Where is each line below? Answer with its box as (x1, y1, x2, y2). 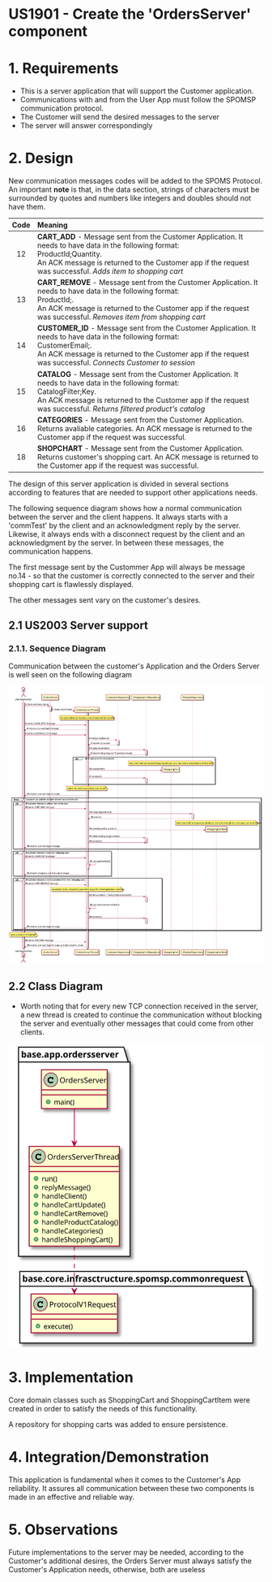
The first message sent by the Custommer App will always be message (8, 562, 245, 572)
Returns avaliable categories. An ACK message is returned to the (37, 423, 253, 433)
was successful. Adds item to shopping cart (37, 266, 184, 276)
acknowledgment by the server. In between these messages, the (8, 538, 224, 547)
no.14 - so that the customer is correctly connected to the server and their (8, 570, 255, 581)
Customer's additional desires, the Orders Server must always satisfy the (8, 1556, 253, 1566)
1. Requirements (8, 59, 119, 78)
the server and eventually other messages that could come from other (19, 1018, 254, 1028)
